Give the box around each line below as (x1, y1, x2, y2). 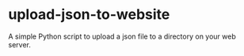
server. (8, 39, 32, 49)
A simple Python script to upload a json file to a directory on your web (8, 32, 236, 41)
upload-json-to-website (8, 6, 170, 24)
